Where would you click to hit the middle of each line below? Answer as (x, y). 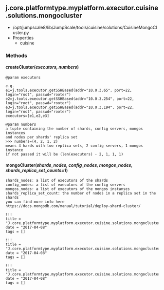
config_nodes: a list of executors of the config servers (65, 185)
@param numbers (21, 124)
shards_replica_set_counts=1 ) (37, 170)
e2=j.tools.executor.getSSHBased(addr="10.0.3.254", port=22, (70, 99)
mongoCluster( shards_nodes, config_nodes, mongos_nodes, (69, 165)
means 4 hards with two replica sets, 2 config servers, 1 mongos (74, 146)
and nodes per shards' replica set (42, 137)
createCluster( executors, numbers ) (42, 67)
